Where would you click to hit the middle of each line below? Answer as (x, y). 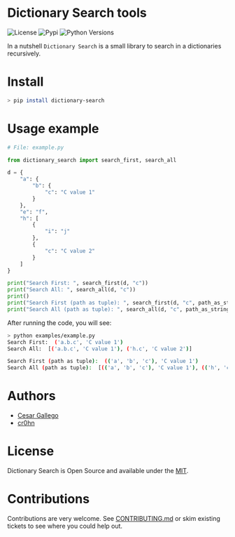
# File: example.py (36, 147)
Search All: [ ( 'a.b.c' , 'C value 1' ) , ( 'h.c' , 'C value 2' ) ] (100, 349)
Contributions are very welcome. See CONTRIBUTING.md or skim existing (114, 518)
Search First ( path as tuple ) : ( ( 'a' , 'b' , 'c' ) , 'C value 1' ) (103, 362)
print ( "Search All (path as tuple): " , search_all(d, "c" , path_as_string (119, 309)
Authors (31, 396)
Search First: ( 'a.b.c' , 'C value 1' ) (65, 342)
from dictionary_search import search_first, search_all (92, 160)
